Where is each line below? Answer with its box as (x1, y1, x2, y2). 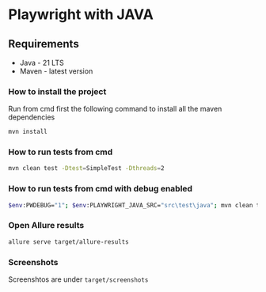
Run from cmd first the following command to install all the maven (8, 104, 222, 114)
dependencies (8, 112, 55, 122)
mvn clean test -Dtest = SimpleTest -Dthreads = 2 (8, 165, 165, 173)
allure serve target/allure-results (8, 237, 129, 246)
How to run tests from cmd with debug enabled (8, 184, 192, 195)
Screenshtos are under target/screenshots (8, 275, 149, 284)
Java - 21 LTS (19, 58, 65, 67)
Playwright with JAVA (8, 6, 154, 24)
